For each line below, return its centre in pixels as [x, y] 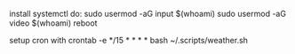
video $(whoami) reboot [53, 23]
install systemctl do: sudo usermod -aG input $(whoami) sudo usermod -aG [148, 14]
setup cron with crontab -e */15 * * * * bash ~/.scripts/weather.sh [129, 40]
